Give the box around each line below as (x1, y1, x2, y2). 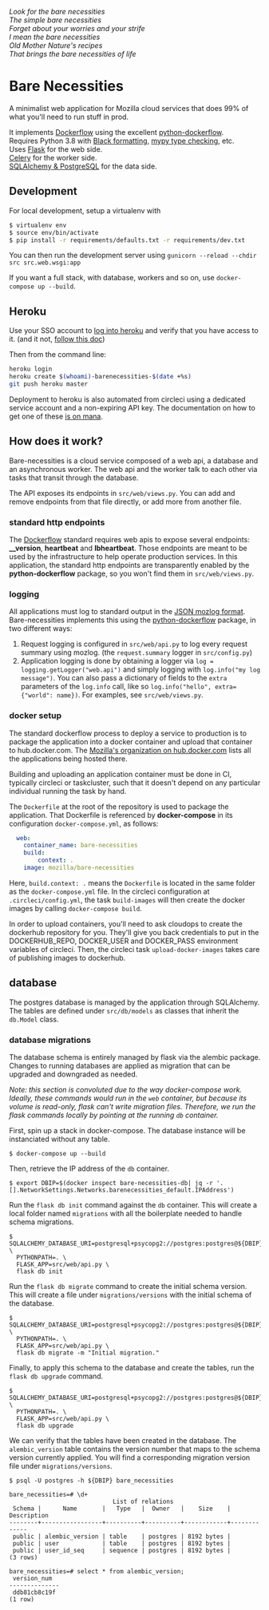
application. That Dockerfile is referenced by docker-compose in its (9, 810, 234, 819)
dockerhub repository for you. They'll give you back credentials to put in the (9, 927, 259, 937)
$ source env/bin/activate (9, 228, 99, 236)
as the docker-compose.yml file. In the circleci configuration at (9, 886, 210, 896)
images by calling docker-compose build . (9, 903, 142, 913)
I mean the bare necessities (9, 32, 101, 42)
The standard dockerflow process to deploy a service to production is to (9, 728, 247, 738)
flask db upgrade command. (9, 1371, 104, 1381)
